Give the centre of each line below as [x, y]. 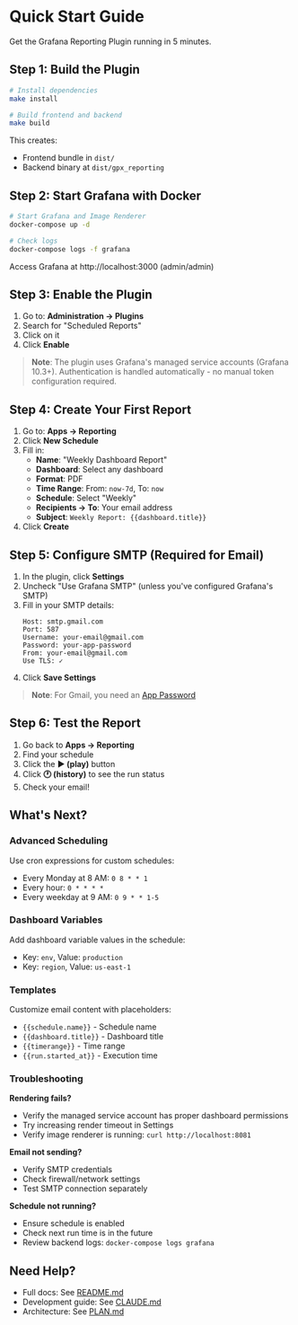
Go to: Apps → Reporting [69, 431]
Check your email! [56, 787]
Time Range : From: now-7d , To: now [100, 489]
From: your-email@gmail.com [74, 653]
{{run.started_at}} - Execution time [90, 1056]
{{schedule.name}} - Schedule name [89, 1027]
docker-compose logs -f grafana [70, 249]
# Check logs [34, 241]
